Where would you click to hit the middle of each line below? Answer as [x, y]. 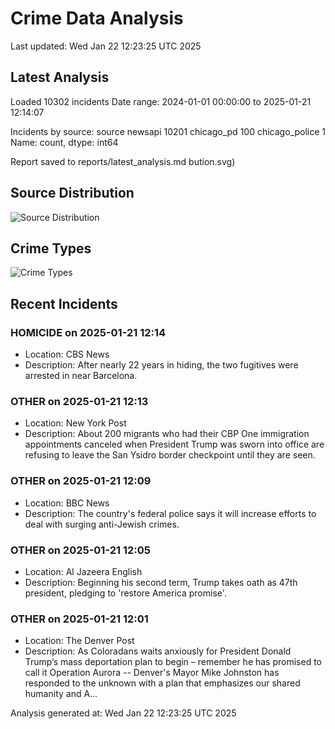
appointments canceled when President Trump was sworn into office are [174, 444]
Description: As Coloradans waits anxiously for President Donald [158, 651]
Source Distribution [72, 193]
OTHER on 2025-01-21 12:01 [79, 619]
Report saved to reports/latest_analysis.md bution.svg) [123, 161]
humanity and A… [61, 694]
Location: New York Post [75, 423]
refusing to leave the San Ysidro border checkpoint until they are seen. [170, 455]
